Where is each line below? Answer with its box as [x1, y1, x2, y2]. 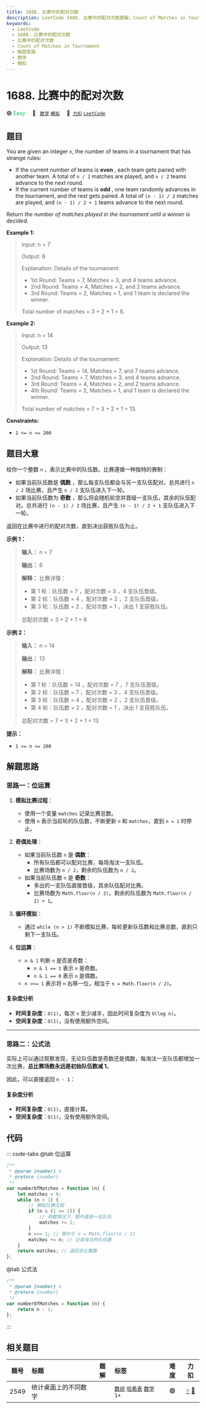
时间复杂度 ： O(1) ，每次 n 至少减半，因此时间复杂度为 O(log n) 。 [15, 1009, 180, 1017]
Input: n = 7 [21, 241, 51, 248]
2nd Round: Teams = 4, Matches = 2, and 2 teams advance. [30, 283, 182, 291]
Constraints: [6, 417, 39, 425]
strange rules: [6, 154, 42, 162]
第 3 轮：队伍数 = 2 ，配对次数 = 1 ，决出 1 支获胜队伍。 [30, 603, 172, 610]
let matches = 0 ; [17, 1191, 62, 1197]
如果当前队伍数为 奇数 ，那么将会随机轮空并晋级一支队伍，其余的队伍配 [15, 494, 196, 501]
